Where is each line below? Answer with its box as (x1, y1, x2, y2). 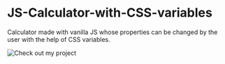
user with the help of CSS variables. (7, 35, 110, 43)
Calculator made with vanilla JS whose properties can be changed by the (7, 28, 218, 36)
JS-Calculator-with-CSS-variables (7, 5, 213, 21)
